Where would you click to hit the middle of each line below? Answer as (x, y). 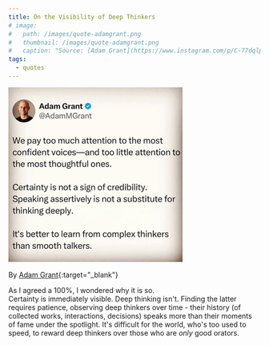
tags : (17, 59)
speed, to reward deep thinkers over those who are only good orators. (124, 332)
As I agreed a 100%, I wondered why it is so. (81, 290)
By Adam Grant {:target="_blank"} (63, 275)
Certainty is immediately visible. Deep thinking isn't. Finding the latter (122, 299)
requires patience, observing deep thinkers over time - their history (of (125, 307)
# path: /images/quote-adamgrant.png (75, 34)
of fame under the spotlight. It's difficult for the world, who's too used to (127, 324)
